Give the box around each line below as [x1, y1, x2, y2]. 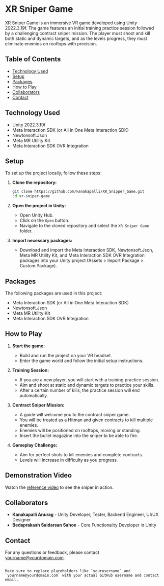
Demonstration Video [5, 471, 72, 479]
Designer [12, 517, 31, 523]
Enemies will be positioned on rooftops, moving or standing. [19, 427, 141, 433]
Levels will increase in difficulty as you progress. [19, 457, 118, 463]
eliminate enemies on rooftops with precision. [5, 40, 97, 46]
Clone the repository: [12, 180, 57, 185]
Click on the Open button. [19, 218, 70, 223]
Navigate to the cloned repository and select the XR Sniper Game [19, 223, 150, 229]
